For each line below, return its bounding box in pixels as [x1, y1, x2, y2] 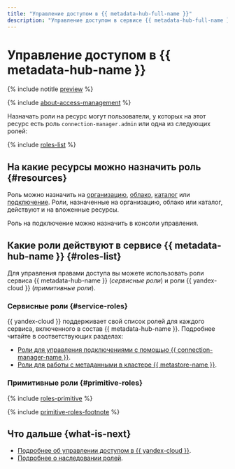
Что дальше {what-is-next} [7, 428, 131, 440]
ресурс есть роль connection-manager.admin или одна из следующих [7, 120, 211, 128]
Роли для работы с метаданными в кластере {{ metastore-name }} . [17, 360, 217, 369]
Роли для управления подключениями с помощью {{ [17, 346, 176, 354]
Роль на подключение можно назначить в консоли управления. [7, 219, 199, 228]
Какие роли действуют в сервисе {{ [7, 239, 173, 251]
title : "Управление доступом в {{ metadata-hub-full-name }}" [7, 10, 192, 18]
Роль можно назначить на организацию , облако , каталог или [7, 191, 190, 199]
